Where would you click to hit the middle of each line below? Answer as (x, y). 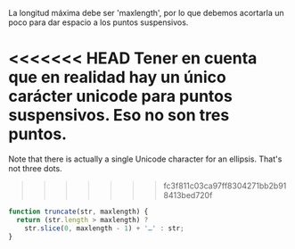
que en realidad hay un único (117, 77)
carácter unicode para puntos (120, 96)
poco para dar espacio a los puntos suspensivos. (98, 22)
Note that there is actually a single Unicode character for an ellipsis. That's (145, 159)
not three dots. (36, 168)
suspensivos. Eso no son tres (119, 116)
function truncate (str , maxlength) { (78, 212)
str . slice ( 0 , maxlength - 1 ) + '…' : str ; (104, 228)
